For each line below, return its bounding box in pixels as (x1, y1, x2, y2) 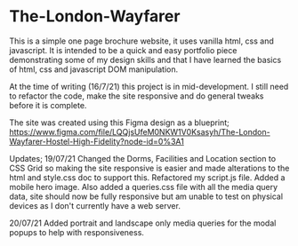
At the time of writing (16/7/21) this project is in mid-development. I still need (9, 81, 289, 91)
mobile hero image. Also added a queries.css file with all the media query (9, 181, 278, 192)
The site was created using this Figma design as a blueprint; (9, 117, 230, 128)
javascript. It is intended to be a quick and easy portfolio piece (9, 44, 238, 55)
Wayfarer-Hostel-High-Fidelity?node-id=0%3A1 (9, 136, 184, 147)
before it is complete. (9, 99, 87, 110)
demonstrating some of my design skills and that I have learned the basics (9, 54, 282, 65)
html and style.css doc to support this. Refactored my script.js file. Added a (9, 171, 286, 183)
